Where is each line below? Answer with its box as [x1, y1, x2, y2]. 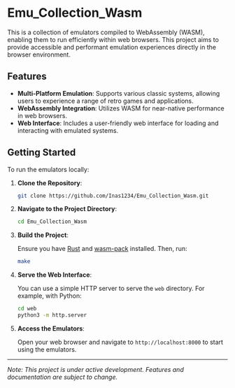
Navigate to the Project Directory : [17, 205, 117, 213]
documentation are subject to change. [7, 373, 118, 381]
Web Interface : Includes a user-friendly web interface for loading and [17, 119, 219, 127]
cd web [17, 306, 37, 312]
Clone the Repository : [17, 178, 83, 187]
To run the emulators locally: [7, 165, 90, 173]
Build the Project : [17, 231, 69, 239]
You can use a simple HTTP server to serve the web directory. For [17, 285, 205, 293]
